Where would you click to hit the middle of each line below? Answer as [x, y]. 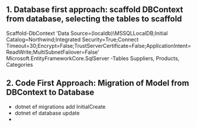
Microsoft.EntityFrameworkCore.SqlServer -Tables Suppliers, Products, [93, 58]
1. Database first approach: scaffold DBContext [95, 10]
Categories [20, 64]
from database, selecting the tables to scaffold [94, 19]
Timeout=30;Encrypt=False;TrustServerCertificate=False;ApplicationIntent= [98, 45]
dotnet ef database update [47, 113]
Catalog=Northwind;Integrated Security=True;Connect [72, 39]
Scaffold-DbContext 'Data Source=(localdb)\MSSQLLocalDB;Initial [87, 33]
